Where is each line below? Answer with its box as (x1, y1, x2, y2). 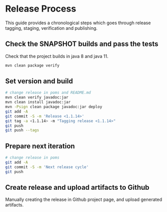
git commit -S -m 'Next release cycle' (5, 165, 89, 170)
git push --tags (5, 128, 39, 133)
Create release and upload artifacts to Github (5, 183, 150, 192)
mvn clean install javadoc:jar (5, 99, 71, 105)
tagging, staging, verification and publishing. (5, 25, 98, 31)
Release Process (5, 3, 76, 15)
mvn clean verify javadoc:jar (5, 95, 69, 100)
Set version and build (5, 77, 73, 86)
